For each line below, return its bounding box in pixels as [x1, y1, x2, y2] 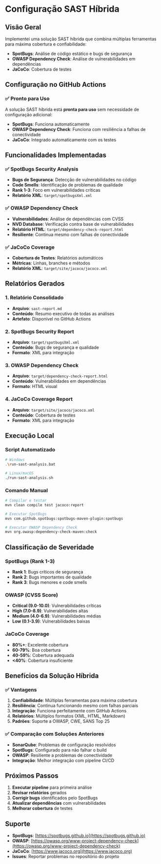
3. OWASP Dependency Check [5, 362, 79, 368]
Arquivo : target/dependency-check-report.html [12, 373, 108, 379]
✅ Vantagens [5, 686, 37, 693]
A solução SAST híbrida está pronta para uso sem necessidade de [5, 106, 139, 112]
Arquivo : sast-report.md [12, 305, 62, 311]
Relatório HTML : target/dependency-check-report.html [12, 226, 123, 232]
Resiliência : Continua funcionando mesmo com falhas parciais [12, 703, 138, 708]
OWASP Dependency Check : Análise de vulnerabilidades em [12, 56, 136, 62]
